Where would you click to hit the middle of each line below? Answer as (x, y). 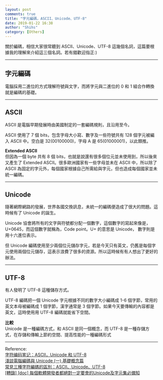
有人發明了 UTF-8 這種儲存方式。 (38, 290)
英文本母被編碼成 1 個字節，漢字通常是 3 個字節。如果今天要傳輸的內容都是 (80, 306)
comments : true (20, 14)
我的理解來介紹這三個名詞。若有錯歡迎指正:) (53, 52)
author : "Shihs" (21, 28)
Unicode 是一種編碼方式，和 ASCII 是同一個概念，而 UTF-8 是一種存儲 (75, 329)
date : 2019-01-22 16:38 (29, 23)
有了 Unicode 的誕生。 (36, 213)
